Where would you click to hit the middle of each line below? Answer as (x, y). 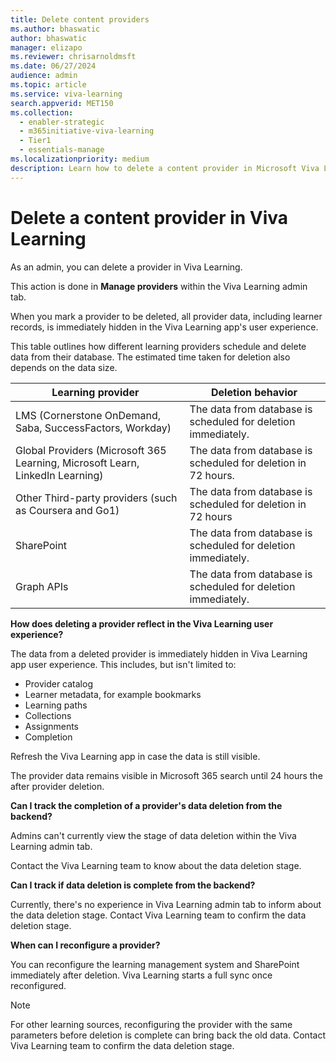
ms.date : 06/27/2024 (53, 66)
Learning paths (56, 705)
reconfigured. (38, 985)
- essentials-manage (62, 150)
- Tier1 (35, 141)
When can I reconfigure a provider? (85, 945)
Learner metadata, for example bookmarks (113, 694)
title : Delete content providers (80, 19)
